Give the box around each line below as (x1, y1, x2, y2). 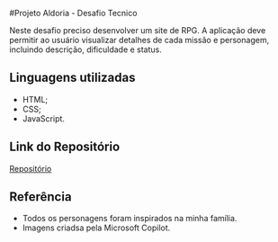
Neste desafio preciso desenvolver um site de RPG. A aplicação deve (9, 25, 266, 35)
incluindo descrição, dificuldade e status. (9, 44, 162, 55)
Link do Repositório (9, 139, 121, 155)
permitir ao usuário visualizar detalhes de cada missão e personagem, (9, 35, 270, 45)
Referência (9, 189, 72, 205)
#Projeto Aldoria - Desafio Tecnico (9, 8, 138, 18)
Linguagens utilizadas (9, 70, 137, 85)
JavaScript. (22, 112, 66, 124)
